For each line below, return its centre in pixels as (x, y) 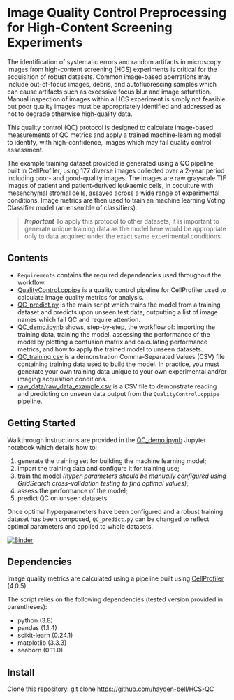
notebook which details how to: (52, 447)
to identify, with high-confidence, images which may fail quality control (109, 142)
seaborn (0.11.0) (40, 650)
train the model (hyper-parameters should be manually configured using (122, 476)
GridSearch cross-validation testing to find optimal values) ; (103, 483)
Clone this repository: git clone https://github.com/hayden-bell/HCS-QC (111, 689)
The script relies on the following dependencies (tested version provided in (115, 599)
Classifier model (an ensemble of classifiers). (72, 207)
